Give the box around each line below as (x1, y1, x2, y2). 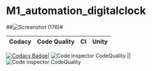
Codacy (9, 37, 31, 45)
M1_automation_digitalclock (6, 4, 146, 18)
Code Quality (37, 37, 75, 45)
